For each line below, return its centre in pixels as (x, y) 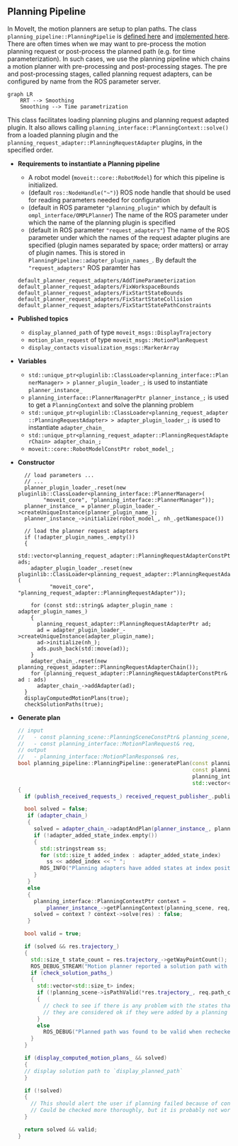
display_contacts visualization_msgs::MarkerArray (103, 348)
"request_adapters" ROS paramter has (84, 268)
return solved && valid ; (61, 1129)
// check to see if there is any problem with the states (131, 1005)
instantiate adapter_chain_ (67, 427)
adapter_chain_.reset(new (69, 661)
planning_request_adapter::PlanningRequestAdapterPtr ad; (124, 624)
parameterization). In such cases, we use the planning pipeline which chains (119, 59)
